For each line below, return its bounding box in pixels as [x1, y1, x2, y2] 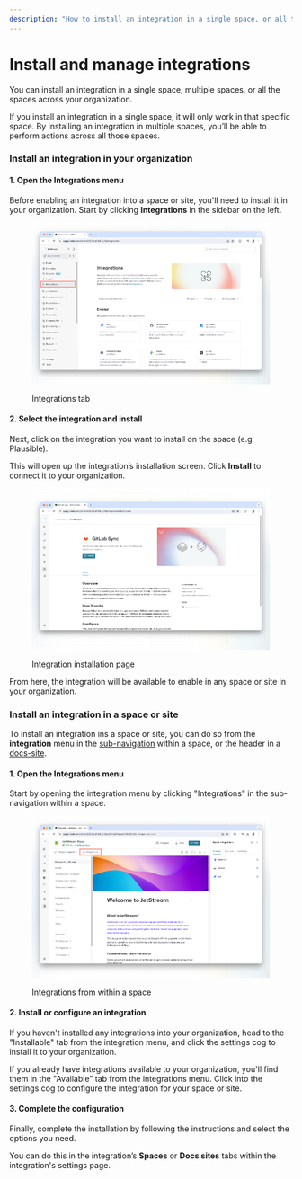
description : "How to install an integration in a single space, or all [9, 14, 288, 23]
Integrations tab [31, 393, 91, 403]
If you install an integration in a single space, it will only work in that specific [9, 111, 290, 121]
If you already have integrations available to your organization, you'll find [9, 1063, 279, 1074]
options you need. [9, 1132, 76, 1143]
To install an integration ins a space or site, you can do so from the [9, 729, 256, 740]
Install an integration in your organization [9, 153, 193, 165]
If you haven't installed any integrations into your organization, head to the [9, 1027, 285, 1038]
